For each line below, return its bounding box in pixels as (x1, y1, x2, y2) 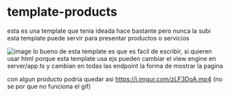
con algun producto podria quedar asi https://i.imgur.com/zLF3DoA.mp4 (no (7, 74, 223, 83)
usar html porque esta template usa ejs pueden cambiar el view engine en (7, 54, 216, 62)
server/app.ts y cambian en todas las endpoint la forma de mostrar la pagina (7, 61, 223, 70)
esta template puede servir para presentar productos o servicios (7, 33, 190, 42)
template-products (7, 4, 118, 20)
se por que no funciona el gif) (7, 82, 91, 90)
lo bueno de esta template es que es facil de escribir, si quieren (33, 47, 212, 55)
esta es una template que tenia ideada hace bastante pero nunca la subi (7, 27, 211, 35)
